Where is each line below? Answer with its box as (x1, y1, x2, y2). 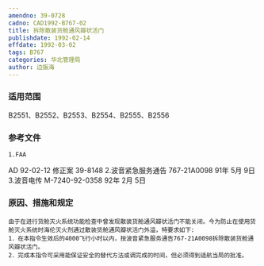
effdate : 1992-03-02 (8, 41, 77, 49)
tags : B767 (8, 48, 44, 56)
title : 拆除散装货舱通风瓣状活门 (8, 26, 105, 34)
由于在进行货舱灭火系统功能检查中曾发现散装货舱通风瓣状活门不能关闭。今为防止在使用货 (8, 218, 256, 226)
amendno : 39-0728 (8, 11, 66, 20)
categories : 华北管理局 (8, 56, 81, 64)
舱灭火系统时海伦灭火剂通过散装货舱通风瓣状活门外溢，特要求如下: (8, 226, 195, 234)
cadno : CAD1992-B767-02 (8, 19, 87, 27)
